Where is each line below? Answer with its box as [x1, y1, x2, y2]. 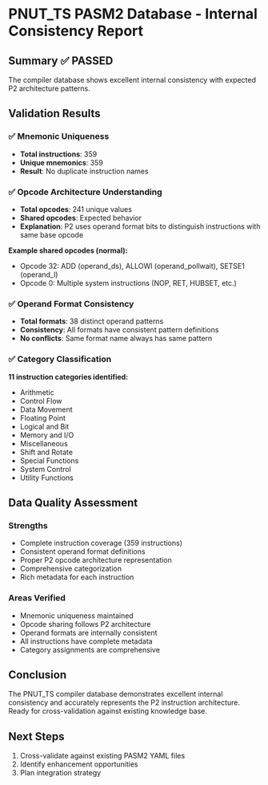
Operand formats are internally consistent [19, 628, 158, 637]
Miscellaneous [19, 438, 68, 448]
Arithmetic [19, 387, 54, 397]
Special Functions [19, 455, 79, 466]
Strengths [8, 519, 48, 531]
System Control [19, 464, 72, 474]
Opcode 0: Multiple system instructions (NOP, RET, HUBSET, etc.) [19, 278, 238, 287]
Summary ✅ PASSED [8, 54, 114, 67]
